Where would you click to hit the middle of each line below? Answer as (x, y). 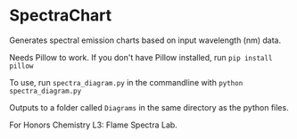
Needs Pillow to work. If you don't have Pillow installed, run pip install (141, 57)
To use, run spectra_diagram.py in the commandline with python (126, 82)
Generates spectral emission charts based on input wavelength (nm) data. (145, 40)
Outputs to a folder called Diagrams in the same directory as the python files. (149, 107)
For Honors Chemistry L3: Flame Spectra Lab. (94, 125)
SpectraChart (61, 16)
